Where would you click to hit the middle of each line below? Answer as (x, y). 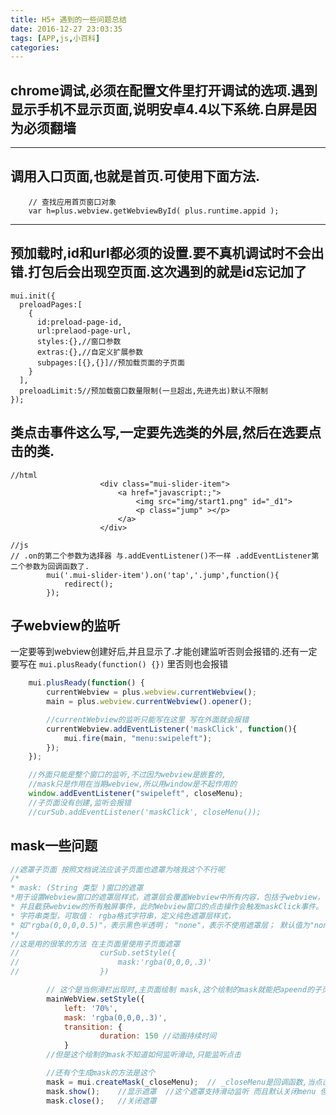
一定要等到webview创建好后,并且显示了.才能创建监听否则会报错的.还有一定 (164, 652)
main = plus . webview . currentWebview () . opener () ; (149, 702)
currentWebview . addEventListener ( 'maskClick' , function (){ (172, 729)
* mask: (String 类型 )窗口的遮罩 (77, 888)
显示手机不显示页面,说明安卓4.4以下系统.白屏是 (157, 109)
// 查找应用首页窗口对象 (72, 202)
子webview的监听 (65, 625)
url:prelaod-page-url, (84, 331)
